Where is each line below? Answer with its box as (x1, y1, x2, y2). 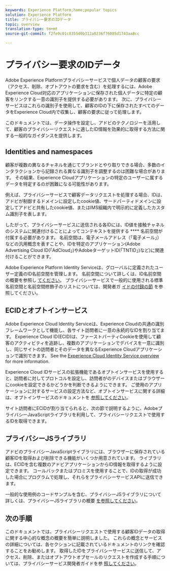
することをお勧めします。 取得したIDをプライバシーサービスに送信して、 (5, 548, 157, 554)
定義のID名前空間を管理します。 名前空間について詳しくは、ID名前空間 (14, 271, 161, 277)
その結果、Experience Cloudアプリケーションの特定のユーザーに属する (15, 174, 163, 180)
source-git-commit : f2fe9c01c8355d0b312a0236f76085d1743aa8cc (5, 31, 140, 36)
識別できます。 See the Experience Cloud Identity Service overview (18, 352, 160, 358)
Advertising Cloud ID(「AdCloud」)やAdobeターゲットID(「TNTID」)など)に (5, 247, 156, 253)
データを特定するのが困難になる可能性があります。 (5, 180, 112, 187)
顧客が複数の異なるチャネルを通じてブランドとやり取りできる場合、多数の (5, 162, 161, 168)
